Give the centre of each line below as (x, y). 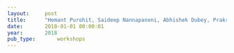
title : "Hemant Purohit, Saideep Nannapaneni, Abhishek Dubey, (109, 20)
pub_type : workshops (46, 39)
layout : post (32, 13)
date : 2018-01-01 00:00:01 (56, 26)
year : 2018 (32, 33)
